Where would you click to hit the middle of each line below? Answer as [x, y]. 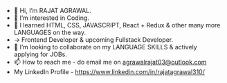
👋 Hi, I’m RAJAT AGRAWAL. [52, 11]
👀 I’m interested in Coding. [52, 18]
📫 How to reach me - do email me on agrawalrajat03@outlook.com [110, 62]
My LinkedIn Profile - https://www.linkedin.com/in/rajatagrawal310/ [109, 72]
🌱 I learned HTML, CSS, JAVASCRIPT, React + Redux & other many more [117, 25]
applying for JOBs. [40, 54]
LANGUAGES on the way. [50, 32]
